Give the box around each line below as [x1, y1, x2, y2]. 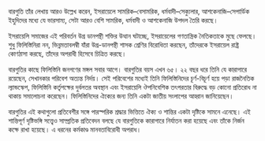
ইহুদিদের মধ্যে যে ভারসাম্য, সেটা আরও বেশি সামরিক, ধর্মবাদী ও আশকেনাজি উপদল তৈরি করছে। [8, 16, 218, 24]
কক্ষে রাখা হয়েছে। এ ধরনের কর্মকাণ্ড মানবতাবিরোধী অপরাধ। [8, 125, 142, 134]
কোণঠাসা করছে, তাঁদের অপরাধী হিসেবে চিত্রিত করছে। [8, 49, 127, 58]
